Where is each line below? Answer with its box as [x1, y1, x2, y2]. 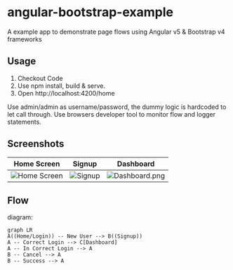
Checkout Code [17, 74, 63, 82]
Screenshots [7, 138, 65, 150]
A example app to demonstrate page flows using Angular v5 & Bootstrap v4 [7, 27, 226, 36]
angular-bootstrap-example [7, 4, 174, 20]
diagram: [7, 213, 33, 221]
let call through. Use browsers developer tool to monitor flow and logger [7, 110, 216, 118]
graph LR [7, 226, 33, 234]
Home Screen [13, 159, 60, 169]
